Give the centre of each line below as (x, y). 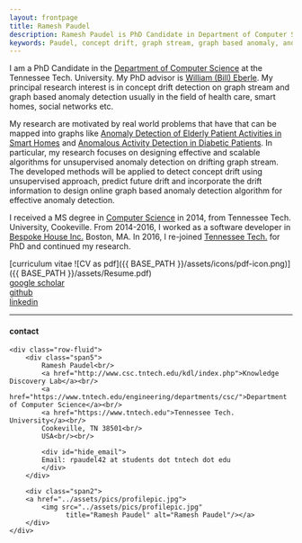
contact (24, 331)
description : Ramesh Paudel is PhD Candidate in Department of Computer (148, 34)
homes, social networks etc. (62, 107)
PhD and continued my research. (70, 246)
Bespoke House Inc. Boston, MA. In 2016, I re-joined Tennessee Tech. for (145, 237)
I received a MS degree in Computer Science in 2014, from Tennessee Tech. (151, 218)
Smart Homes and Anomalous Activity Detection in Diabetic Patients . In (141, 143)
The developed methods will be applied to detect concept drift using (136, 172)
